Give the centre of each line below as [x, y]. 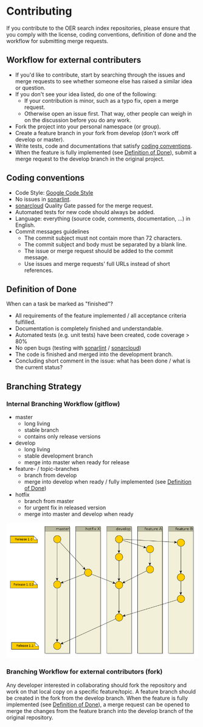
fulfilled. [25, 322]
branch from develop [50, 475]
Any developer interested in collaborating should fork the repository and [97, 685]
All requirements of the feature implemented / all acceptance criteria [101, 316]
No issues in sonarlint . [43, 199]
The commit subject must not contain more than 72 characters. [103, 238]
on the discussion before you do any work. [78, 120]
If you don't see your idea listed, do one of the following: [86, 94]
